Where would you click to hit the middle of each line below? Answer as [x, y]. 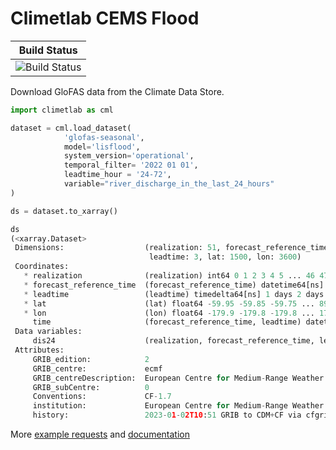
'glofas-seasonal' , [104, 137]
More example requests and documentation [100, 434]
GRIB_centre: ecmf [97, 368]
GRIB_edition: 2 [91, 359]
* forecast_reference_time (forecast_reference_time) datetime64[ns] [174, 285]
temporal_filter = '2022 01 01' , [131, 165]
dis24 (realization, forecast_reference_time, [173, 341]
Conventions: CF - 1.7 [102, 397]
